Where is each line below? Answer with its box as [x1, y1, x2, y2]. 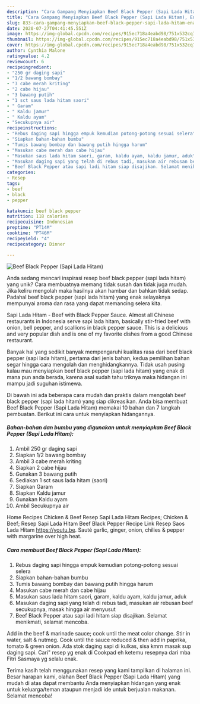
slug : [7, 20, 20, 26]
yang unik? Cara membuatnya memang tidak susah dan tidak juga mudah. [7, 281, 188, 288]
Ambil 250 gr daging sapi [15, 445, 77, 452]
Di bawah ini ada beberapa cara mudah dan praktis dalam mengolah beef [7, 391, 186, 398]
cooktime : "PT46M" [7, 230, 52, 236]
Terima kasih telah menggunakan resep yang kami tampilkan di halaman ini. [7, 667, 192, 674]
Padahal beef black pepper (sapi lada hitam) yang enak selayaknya [7, 293, 171, 300]
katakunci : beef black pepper [7, 208, 82, 214]
